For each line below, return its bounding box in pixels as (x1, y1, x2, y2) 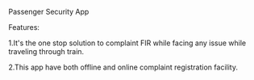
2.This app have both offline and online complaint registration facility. (8, 62, 238, 72)
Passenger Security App (8, 7, 90, 16)
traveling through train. (8, 47, 85, 56)
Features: (8, 23, 40, 32)
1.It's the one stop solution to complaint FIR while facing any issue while (8, 38, 247, 48)
